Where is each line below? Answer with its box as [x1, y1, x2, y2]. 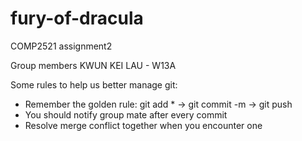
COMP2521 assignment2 [10, 40, 113, 52]
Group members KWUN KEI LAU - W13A [10, 59, 177, 71]
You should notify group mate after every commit [24, 108, 228, 121]
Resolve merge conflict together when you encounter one [24, 119, 263, 131]
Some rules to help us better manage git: [10, 78, 178, 91]
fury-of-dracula [10, 7, 144, 30]
